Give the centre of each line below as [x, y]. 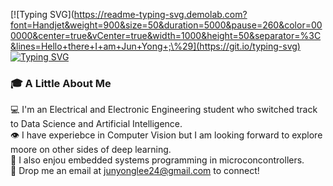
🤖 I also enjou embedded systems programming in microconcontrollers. [157, 160]
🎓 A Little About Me [61, 83]
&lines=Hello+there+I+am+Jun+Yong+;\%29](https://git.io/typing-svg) [155, 46]
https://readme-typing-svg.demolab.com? [160, 14]
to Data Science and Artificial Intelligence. [96, 124]
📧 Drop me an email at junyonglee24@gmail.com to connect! [135, 171]
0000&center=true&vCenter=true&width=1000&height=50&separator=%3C [166, 35]
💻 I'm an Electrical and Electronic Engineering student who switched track [164, 110]
